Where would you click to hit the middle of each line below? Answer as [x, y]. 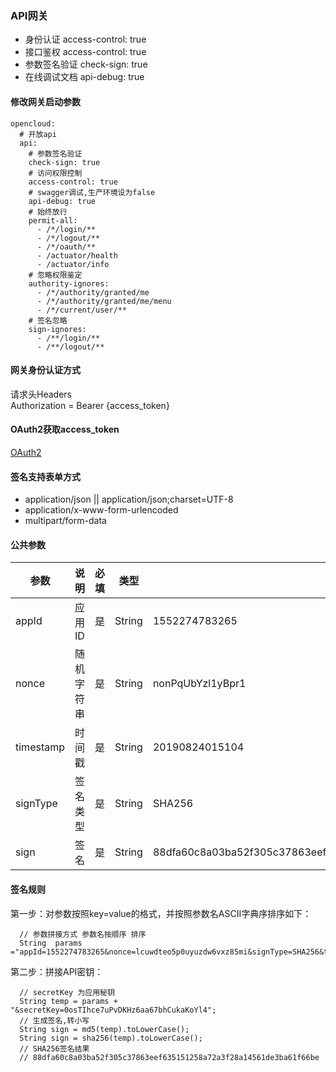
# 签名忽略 [48, 320]
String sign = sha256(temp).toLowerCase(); [111, 1038]
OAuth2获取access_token [65, 429]
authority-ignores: [69, 283]
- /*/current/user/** [82, 310]
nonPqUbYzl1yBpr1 [199, 684]
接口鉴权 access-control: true [85, 52]
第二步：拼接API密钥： [57, 971]
